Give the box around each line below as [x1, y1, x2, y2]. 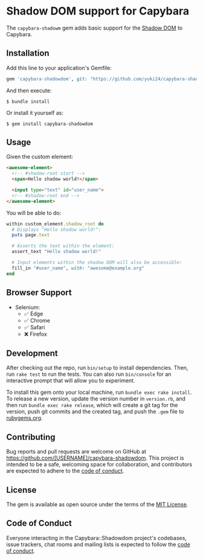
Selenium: [14, 303, 40, 311]
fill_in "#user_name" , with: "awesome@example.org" [11, 265, 145, 271]
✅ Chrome [24, 317, 50, 324]
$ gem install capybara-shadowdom [6, 121, 94, 127]
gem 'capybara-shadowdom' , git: [6, 76, 88, 82]
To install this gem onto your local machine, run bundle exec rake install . [6, 388, 192, 396]
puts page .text [11, 232, 50, 238]
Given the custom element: [6, 153, 74, 161]
